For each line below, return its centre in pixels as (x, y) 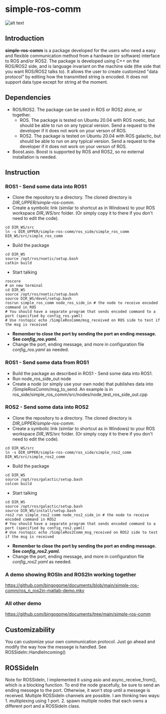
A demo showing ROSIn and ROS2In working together (71, 574)
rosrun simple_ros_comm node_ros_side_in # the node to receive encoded (82, 303)
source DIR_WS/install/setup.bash (41, 511)
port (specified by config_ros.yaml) (44, 316)
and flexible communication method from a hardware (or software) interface (83, 55)
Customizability (30, 630)
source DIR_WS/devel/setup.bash (38, 299)
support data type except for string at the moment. (57, 82)
